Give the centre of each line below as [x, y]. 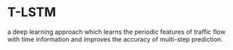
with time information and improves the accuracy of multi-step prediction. [115, 39]
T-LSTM [32, 12]
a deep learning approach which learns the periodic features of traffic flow [116, 32]
